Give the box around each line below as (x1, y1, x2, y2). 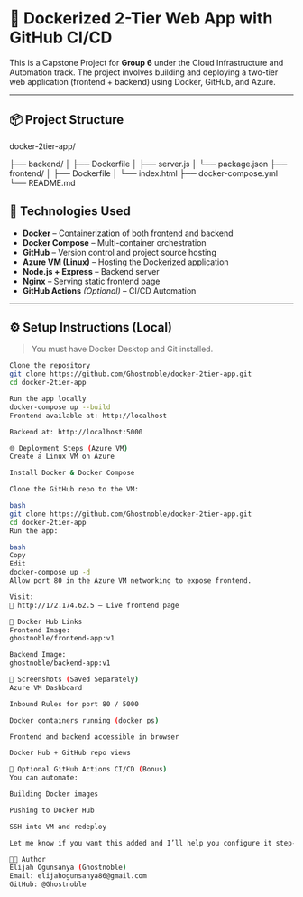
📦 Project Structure (9, 112, 124, 127)
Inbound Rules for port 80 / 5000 (9, 699, 140, 708)
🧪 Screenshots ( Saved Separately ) (9, 675, 140, 684)
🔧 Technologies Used (9, 203, 131, 220)
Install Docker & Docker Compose (9, 469, 135, 478)
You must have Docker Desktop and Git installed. (31, 343, 214, 355)
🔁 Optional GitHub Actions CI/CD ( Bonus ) (9, 765, 168, 774)
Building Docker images (9, 790, 99, 799)
